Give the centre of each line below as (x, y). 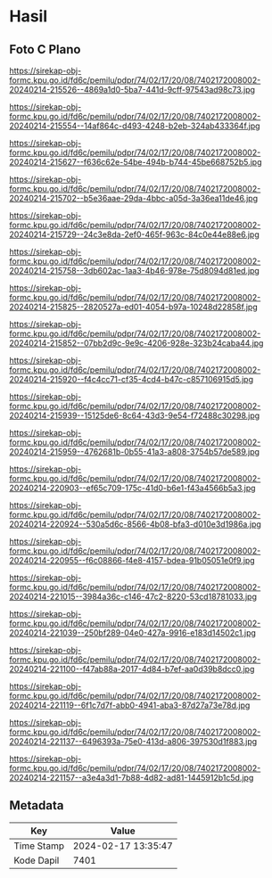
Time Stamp (39, 846)
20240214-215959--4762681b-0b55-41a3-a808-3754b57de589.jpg (135, 451)
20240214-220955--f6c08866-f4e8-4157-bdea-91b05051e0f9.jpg (132, 560)
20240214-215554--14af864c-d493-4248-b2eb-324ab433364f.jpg (135, 126)
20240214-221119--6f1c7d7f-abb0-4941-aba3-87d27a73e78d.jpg (130, 705)
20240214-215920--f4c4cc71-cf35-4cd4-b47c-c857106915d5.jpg (132, 379)
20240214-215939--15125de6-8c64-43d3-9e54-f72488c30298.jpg (135, 415)
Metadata (37, 805)
